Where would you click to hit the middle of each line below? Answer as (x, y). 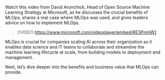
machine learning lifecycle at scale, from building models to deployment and (83, 52)
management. (19, 57)
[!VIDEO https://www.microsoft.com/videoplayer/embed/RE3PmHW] (87, 32)
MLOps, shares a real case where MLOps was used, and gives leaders (77, 17)
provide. (14, 72)
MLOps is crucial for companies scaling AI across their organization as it (79, 42)
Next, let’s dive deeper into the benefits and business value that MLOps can (82, 67)
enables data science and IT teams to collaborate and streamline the (75, 47)
